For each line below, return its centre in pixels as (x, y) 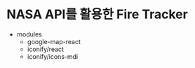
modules (29, 34)
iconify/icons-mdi (53, 56)
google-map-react (54, 41)
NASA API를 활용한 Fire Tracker (97, 14)
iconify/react (46, 49)
